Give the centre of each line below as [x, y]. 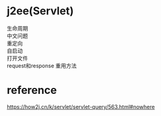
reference [32, 90]
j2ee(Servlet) [40, 11]
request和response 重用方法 [42, 65]
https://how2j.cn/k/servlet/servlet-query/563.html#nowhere [81, 106]
